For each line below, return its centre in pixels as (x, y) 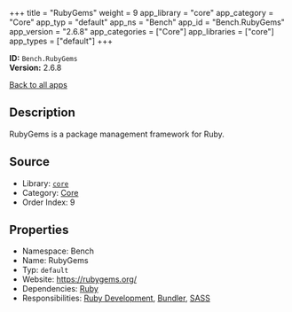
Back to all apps (39, 85)
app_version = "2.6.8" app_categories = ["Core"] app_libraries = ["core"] (142, 31)
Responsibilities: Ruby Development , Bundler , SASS (116, 298)
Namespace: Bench (58, 251)
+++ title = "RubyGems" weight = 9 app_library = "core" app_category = (142, 13)
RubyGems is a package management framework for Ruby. (117, 134)
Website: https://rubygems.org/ (79, 279)
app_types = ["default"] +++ (61, 41)
